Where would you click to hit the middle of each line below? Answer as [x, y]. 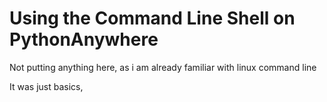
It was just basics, [46, 86]
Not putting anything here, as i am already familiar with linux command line [163, 67]
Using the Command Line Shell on [152, 18]
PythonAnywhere [84, 39]
